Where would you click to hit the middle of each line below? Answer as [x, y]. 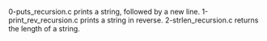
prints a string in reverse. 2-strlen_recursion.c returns [169, 20]
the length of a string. [44, 29]
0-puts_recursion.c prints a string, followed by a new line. [104, 12]
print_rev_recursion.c [43, 20]
